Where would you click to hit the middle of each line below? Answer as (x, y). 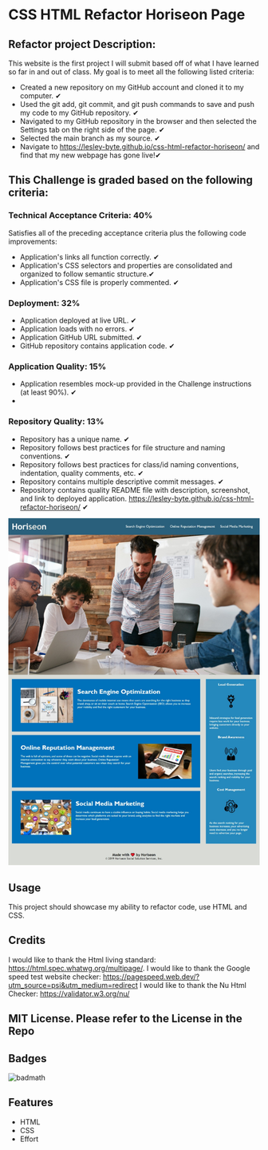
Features (31, 1102)
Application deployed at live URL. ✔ (78, 320)
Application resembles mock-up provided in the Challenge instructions (136, 384)
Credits (27, 940)
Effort (29, 1139)
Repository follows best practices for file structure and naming (122, 447)
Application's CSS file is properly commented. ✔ (99, 282)
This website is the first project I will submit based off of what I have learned (134, 63)
